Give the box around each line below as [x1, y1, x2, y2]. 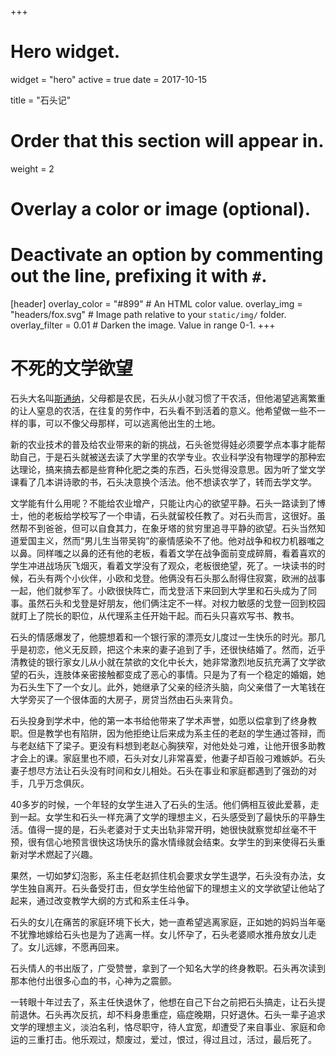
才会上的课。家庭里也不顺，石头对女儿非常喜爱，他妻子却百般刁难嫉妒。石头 [10, 752, 326, 764]
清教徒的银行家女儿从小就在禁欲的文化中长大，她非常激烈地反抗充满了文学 [10, 656, 317, 668]
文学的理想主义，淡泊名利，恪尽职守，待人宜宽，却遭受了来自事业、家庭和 [10, 1021, 317, 1033]
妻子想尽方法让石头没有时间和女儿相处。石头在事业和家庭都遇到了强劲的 [10, 764, 308, 776]
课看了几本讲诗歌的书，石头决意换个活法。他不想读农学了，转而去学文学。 [10, 476, 317, 488]
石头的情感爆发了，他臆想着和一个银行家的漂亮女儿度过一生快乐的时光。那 [10, 631, 317, 643]
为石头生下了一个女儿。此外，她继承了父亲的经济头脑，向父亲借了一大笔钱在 [10, 681, 326, 693]
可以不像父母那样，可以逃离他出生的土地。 [44, 417, 221, 429]
